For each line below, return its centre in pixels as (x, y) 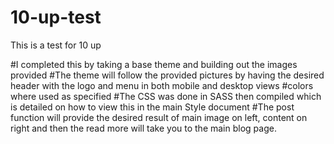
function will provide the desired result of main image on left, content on (159, 117)
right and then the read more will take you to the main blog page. (143, 128)
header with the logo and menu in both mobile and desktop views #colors (162, 85)
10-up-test (56, 17)
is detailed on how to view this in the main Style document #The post (152, 107)
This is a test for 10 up (56, 45)
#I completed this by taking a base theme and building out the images (154, 64)
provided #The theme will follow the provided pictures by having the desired (167, 75)
